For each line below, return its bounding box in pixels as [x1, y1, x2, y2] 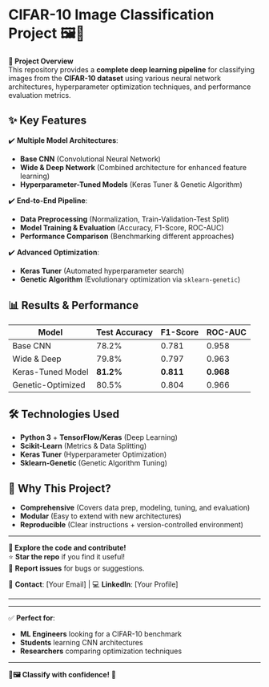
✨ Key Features [8, 114, 86, 128]
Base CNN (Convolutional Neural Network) [19, 154, 162, 164]
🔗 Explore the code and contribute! [8, 543, 126, 553]
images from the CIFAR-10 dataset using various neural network [8, 73, 222, 83]
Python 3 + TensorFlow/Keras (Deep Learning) [19, 433, 179, 442]
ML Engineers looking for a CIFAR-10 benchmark [19, 629, 183, 639]
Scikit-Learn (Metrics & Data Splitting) [19, 441, 147, 451]
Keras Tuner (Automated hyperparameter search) [19, 266, 185, 275]
